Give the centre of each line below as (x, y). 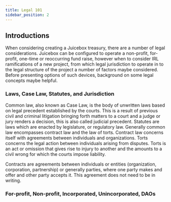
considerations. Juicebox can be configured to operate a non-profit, (77, 53)
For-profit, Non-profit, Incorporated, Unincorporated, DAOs (81, 194)
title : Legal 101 (24, 10)
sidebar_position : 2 (27, 15)
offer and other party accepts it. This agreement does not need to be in (80, 175)
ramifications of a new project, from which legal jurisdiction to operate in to (84, 64)
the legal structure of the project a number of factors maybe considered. (82, 70)
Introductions (27, 36)
